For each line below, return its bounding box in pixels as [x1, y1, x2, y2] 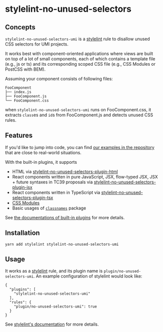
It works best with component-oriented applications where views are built [5, 51, 153, 56]
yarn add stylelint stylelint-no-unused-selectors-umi [5, 242, 119, 247]
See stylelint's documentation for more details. [5, 321, 99, 327]
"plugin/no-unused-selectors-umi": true [14, 304, 97, 309]
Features [5, 131, 33, 140]
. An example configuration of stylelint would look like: [33, 273, 143, 279]
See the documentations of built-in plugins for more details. [5, 214, 125, 220]
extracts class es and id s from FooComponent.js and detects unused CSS [5, 112, 153, 118]
